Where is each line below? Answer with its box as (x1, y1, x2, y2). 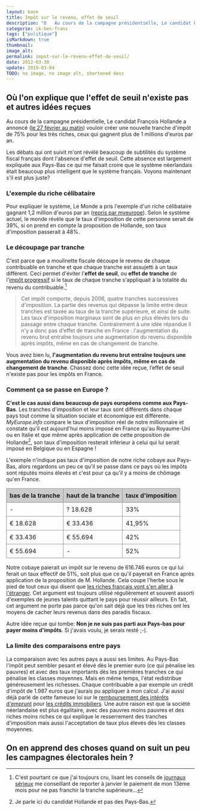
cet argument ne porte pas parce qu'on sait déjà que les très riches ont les (6, 602, 190, 610)
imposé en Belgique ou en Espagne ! (6, 445, 97, 452)
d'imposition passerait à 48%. (6, 228, 80, 235)
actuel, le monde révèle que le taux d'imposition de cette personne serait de (6, 216, 194, 223)
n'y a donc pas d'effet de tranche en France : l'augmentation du (20, 327, 178, 334)
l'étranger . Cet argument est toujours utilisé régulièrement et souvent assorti (6, 589, 194, 597)
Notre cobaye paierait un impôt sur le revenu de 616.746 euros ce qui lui (6, 564, 184, 571)
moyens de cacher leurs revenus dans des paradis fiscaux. (6, 609, 152, 616)
